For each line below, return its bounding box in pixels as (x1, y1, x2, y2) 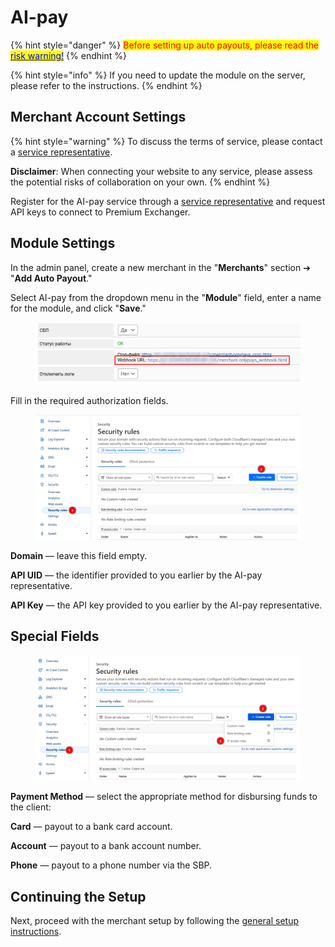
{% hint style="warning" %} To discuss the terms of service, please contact (10, 135, 323, 147)
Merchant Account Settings (10, 109, 187, 126)
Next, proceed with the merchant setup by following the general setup (10, 915, 300, 927)
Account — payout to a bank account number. (10, 840, 202, 852)
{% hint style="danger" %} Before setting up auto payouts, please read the (10, 39, 320, 51)
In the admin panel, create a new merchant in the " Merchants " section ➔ (10, 261, 311, 273)
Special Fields (10, 628, 100, 645)
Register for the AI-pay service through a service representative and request (10, 195, 326, 207)
